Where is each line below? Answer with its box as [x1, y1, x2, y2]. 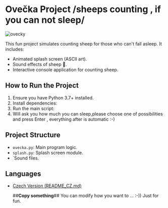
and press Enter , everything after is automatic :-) [12, 116, 115, 122]
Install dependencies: [12, 100, 58, 106]
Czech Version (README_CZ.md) [12, 183, 82, 189]
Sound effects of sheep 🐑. [12, 61, 67, 67]
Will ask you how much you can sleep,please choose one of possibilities [12, 111, 163, 117]
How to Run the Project [5, 81, 79, 90]
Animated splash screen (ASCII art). [12, 56, 87, 62]
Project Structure [5, 131, 61, 139]
